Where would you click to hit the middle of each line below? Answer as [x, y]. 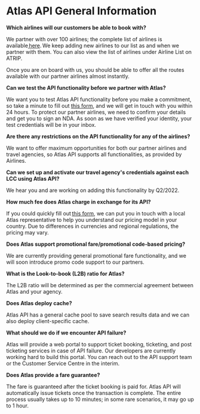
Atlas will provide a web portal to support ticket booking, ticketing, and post [99, 344]
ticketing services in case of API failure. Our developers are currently [91, 351]
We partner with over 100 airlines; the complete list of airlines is [84, 39]
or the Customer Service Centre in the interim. [63, 363]
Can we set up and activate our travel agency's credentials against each [98, 172]
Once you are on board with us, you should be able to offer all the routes [95, 69]
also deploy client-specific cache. [48, 321]
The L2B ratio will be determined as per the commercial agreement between [100, 285]
